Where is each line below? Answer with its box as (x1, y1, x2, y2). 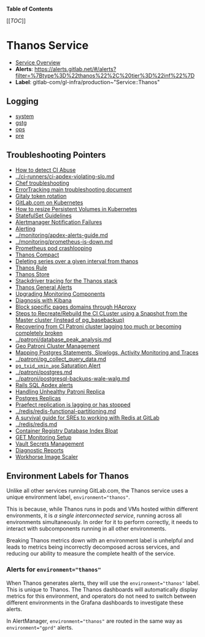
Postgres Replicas (15, 394, 61, 401)
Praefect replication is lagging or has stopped (15, 401, 131, 408)
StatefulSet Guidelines (15, 212, 72, 219)
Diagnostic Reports (15, 446, 64, 454)
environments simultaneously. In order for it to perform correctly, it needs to (6, 519, 198, 526)
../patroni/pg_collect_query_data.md (15, 355, 106, 363)
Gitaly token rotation (15, 192, 67, 199)
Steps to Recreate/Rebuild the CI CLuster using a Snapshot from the (15, 309, 188, 317)
